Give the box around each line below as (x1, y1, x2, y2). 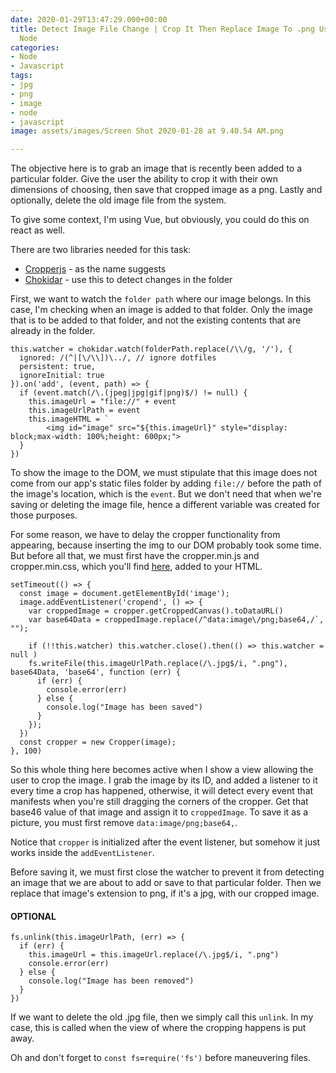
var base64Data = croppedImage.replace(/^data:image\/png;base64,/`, (28, 615, 325, 625)
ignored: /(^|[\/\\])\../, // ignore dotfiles (19, 353, 217, 363)
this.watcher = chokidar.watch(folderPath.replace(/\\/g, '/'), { (10, 344, 293, 355)
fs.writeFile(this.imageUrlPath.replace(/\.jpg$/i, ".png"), (28, 659, 288, 669)
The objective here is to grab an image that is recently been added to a (10, 162, 303, 175)
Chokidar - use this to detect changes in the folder (24, 274, 233, 286)
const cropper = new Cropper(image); (19, 737, 177, 748)
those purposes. (10, 509, 78, 521)
